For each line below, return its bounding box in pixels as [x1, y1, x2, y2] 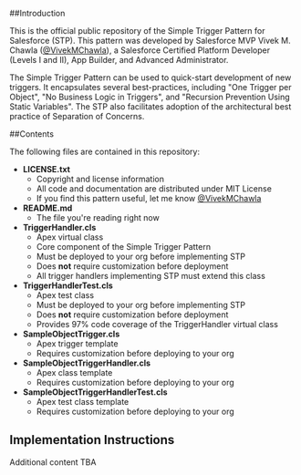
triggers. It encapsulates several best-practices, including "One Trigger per [9, 82, 292, 92]
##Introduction [9, 8, 66, 18]
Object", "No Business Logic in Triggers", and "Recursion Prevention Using [9, 91, 290, 102]
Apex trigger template [36, 338, 119, 349]
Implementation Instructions [9, 432, 175, 448]
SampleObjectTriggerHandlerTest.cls [22, 387, 168, 398]
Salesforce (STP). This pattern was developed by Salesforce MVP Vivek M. [9, 36, 292, 46]
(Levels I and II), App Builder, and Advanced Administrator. [9, 55, 229, 65]
